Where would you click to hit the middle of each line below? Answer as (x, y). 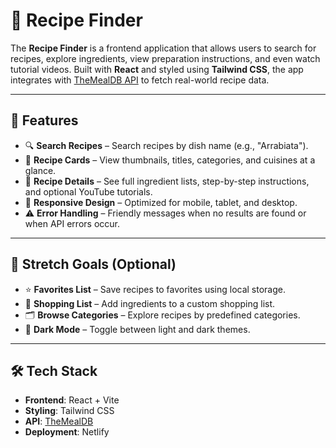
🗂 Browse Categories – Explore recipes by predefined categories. (162, 315)
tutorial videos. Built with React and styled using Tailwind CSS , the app (157, 69)
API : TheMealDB (59, 421)
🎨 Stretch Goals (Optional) (93, 264)
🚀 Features (44, 120)
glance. (40, 170)
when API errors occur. (72, 223)
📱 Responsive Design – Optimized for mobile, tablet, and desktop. (161, 202)
